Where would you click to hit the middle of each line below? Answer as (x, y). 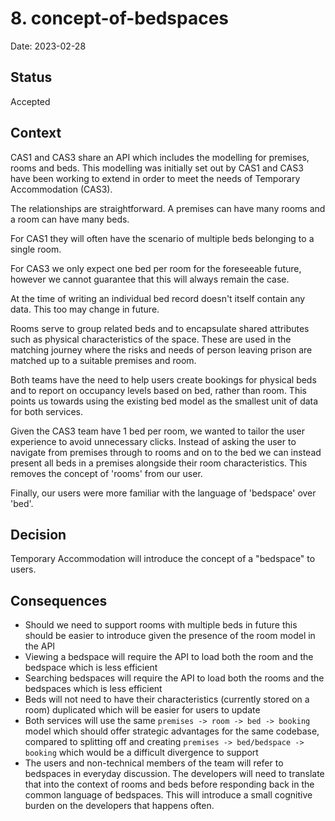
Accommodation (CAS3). (61, 189)
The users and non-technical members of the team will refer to (154, 763)
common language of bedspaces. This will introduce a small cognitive (168, 795)
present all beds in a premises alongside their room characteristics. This (159, 463)
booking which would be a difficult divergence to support (141, 753)
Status (31, 77)
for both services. (47, 411)
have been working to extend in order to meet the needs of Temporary (155, 178)
